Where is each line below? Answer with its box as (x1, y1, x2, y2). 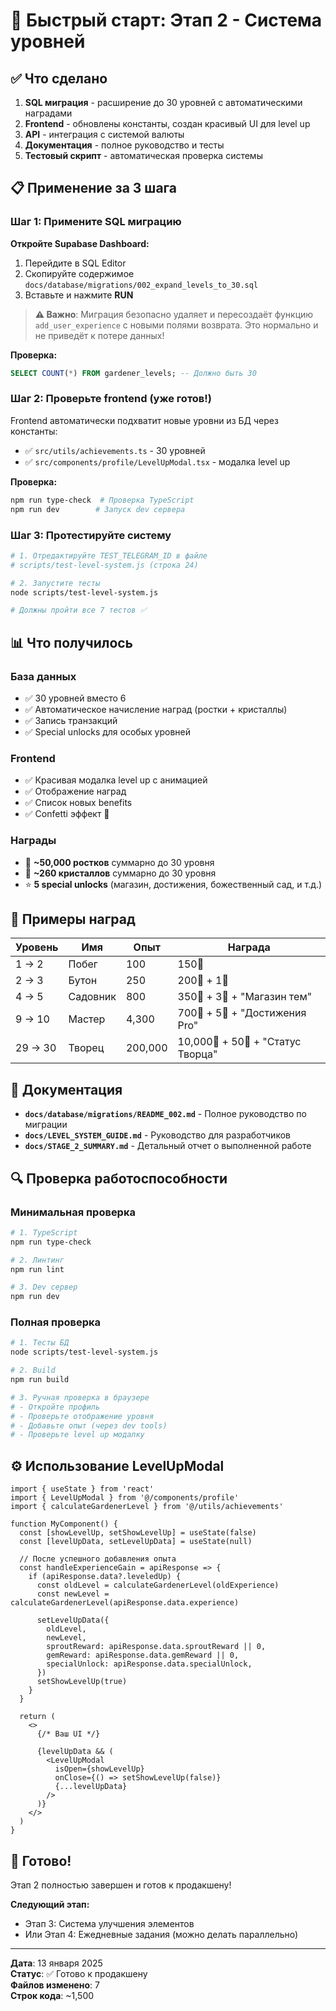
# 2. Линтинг (10, 1255, 65, 1265)
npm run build (10, 1375, 70, 1385)
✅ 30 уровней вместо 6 (24, 692, 127, 704)
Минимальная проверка (10, 1205, 136, 1219)
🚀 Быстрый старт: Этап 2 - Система (10, 9, 323, 32)
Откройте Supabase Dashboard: (10, 237, 150, 249)
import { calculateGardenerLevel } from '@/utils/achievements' (10, 1502, 284, 1512)
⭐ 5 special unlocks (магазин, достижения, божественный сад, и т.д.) (24, 878, 323, 890)
